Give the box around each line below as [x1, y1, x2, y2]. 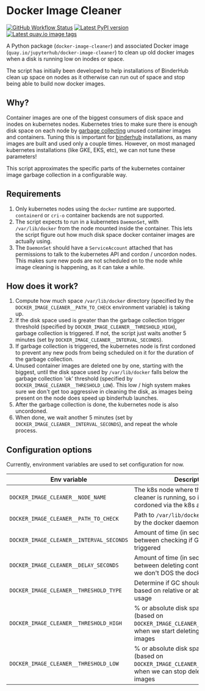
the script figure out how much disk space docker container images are [15, 231, 195, 238]
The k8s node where [134, 486, 193, 494]
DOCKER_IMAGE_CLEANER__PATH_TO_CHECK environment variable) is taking [15, 303, 190, 311]
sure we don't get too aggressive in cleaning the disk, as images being [15, 388, 193, 396]
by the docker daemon [134, 518, 199, 527]
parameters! [6, 153, 37, 160]
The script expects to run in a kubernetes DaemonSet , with [15, 218, 159, 225]
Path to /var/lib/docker [134, 511, 203, 519]
